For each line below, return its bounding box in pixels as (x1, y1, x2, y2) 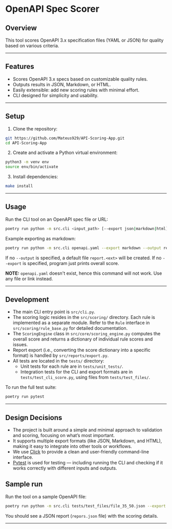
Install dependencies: (12, 174, 58, 180)
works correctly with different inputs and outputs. (12, 465, 117, 471)
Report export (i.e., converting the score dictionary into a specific (12, 347, 151, 353)
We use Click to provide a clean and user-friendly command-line (12, 449, 149, 455)
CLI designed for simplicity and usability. (12, 92, 99, 98)
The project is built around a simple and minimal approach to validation (12, 427, 162, 433)
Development (5, 295, 50, 304)
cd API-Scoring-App (5, 140, 47, 145)
